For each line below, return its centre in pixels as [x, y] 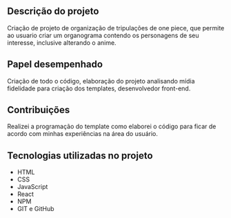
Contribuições [39, 110]
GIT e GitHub [36, 209]
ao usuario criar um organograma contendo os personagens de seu [103, 35]
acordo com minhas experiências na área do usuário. [83, 134]
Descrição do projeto [53, 11]
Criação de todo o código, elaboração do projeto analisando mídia [101, 81]
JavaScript [32, 187]
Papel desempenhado [55, 65]
